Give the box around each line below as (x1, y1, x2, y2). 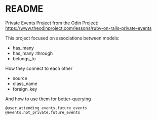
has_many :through (12, 50, 53, 56)
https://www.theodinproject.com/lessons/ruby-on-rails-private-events (5, 25, 152, 31)
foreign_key (12, 86, 37, 92)
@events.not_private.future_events (5, 110, 81, 115)
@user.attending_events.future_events (5, 105, 87, 110)
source (12, 75, 28, 81)
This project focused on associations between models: (5, 35, 120, 41)
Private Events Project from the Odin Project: (5, 20, 99, 26)
